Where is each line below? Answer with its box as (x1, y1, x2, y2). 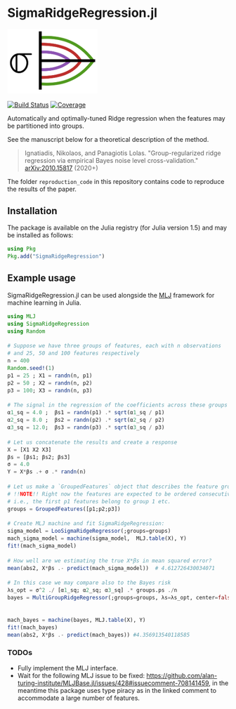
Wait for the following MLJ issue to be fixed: (17, 671, 145, 680)
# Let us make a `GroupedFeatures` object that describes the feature (7, 483, 218, 491)
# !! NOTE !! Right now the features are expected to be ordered (7, 490, 197, 498)
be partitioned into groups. (7, 121, 84, 130)
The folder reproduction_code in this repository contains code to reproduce (7, 177, 225, 185)
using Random (7, 328, 46, 335)
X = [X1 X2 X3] (7, 446, 52, 453)
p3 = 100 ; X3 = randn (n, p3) (7, 387, 93, 394)
